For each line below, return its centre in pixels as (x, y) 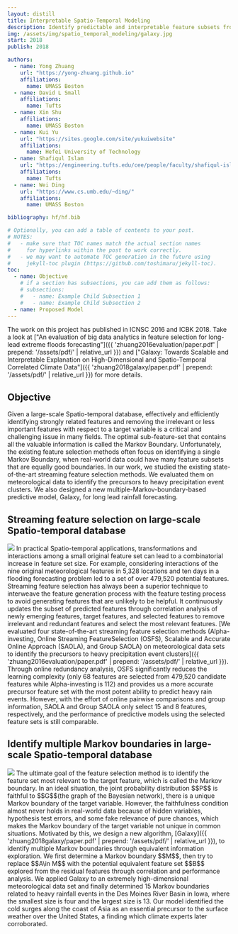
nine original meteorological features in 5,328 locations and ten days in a (113, 571)
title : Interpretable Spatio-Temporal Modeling (79, 21)
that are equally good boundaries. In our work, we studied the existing (109, 467)
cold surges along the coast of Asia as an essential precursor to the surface (118, 908)
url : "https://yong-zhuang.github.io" (77, 73)
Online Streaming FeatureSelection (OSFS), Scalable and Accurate (134, 639)
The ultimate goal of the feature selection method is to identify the (113, 773)
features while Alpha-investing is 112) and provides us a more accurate (110, 684)
